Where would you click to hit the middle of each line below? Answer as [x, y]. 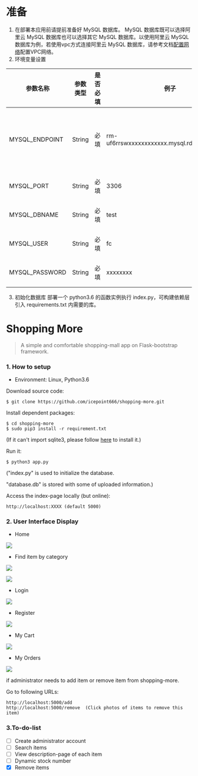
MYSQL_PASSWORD [38, 272]
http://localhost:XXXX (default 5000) [54, 507]
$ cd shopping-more [30, 424]
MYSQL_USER [29, 243]
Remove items [32, 768]
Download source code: [35, 391]
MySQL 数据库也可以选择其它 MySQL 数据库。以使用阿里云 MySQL [108, 37]
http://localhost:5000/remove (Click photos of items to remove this [95, 708]
